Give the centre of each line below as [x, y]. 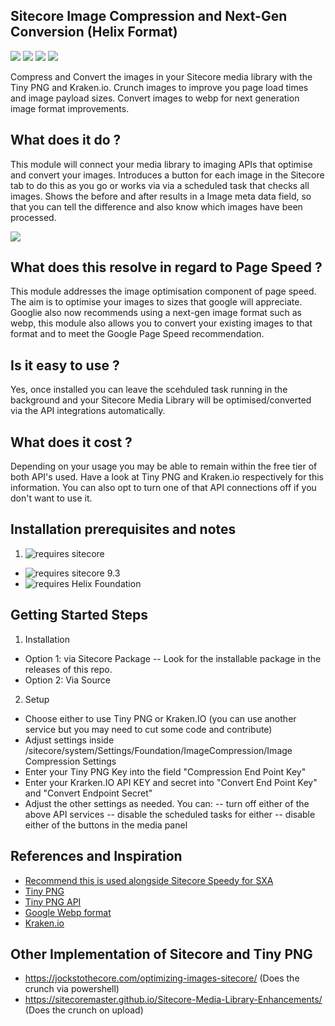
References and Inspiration [96, 856]
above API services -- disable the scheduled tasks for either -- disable [170, 814]
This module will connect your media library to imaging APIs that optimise [161, 164]
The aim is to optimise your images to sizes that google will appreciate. [156, 302]
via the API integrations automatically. [88, 411]
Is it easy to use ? [65, 365]
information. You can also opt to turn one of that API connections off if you [163, 488]
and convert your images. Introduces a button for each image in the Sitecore [167, 175]
